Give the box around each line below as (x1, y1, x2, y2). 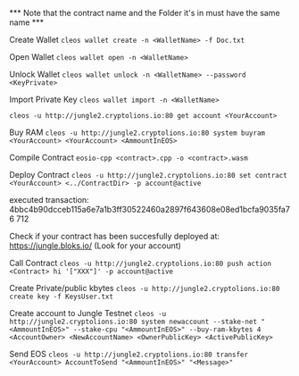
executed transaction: (9, 195, 89, 205)
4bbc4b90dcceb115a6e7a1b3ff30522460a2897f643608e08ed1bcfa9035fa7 (9, 205, 290, 214)
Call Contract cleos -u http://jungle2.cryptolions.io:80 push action (9, 258, 272, 268)
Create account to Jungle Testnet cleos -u (9, 308, 167, 318)
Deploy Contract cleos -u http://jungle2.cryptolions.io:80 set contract (9, 170, 287, 180)
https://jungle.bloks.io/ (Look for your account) (9, 240, 181, 251)
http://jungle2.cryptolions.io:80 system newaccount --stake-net (9, 317, 257, 326)
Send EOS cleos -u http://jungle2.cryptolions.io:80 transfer (9, 348, 248, 359)
